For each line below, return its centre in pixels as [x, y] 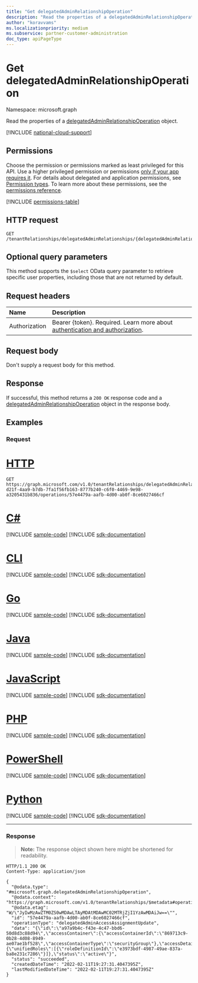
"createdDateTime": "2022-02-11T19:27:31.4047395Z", [77, 964]
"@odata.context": [34, 897]
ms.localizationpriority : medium [47, 28]
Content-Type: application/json [46, 871]
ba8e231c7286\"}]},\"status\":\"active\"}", [62, 954]
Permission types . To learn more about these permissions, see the [86, 184]
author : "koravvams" [32, 22]
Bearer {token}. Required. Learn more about [112, 323]
